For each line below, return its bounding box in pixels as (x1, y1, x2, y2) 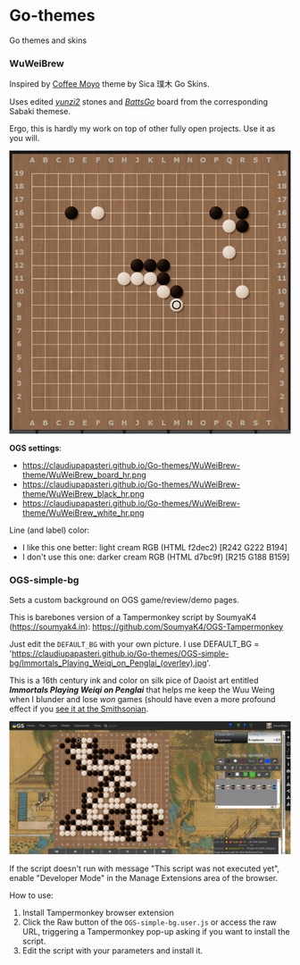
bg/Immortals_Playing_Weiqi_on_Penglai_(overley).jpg (9, 658, 207, 668)
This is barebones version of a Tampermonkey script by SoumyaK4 (9, 611, 257, 622)
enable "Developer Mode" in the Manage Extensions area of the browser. (9, 873, 279, 884)
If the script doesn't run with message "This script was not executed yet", (9, 863, 279, 874)
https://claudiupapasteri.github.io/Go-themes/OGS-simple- (12, 648, 229, 659)
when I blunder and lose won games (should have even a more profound (9, 693, 276, 704)
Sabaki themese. (9, 106, 71, 117)
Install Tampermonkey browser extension (21, 908, 174, 919)
